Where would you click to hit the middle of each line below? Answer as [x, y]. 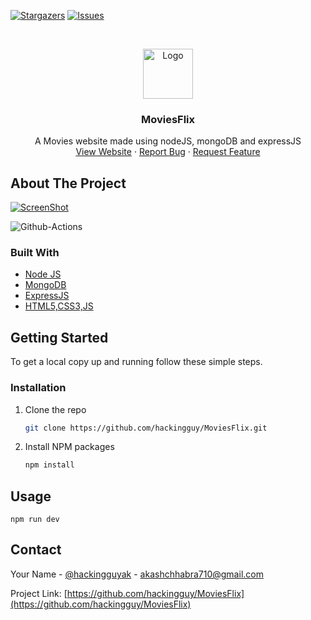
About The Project [68, 183]
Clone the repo [55, 409]
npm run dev [35, 520]
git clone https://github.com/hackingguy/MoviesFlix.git [146, 428]
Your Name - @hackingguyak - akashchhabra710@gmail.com [137, 574]
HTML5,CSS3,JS [59, 306]
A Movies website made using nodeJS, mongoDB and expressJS [168, 141]
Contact [36, 550]
